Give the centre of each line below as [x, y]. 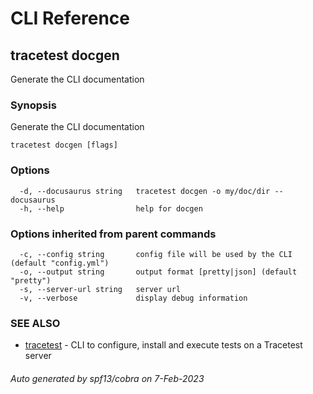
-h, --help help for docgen [111, 208]
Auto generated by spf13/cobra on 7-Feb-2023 [107, 378]
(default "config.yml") [60, 263]
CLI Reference [70, 18]
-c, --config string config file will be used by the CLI [156, 254]
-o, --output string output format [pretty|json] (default [158, 272]
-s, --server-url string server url [100, 289]
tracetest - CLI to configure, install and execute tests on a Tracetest [163, 345]
